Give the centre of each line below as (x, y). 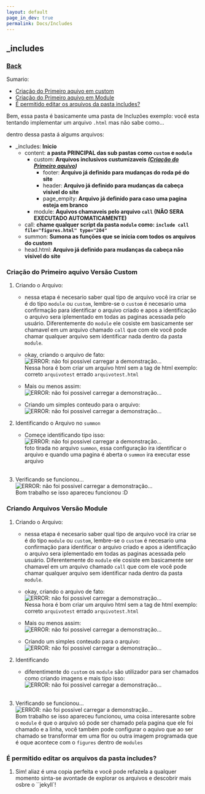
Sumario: (18, 79)
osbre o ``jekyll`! (36, 784)
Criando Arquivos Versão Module (57, 508)
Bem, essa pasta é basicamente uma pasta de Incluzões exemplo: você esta (103, 116)
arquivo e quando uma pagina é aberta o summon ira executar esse (107, 454)
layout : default (27, 12)
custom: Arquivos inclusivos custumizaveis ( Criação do (106, 160)
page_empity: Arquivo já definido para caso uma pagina (115, 199)
